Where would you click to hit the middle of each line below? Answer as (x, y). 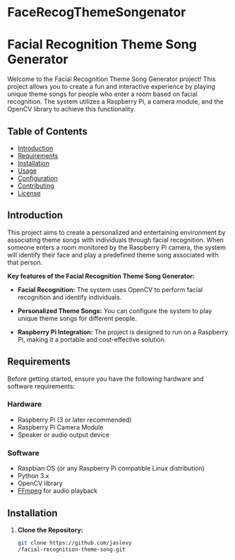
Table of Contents (48, 131)
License (29, 193)
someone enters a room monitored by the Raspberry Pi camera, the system (116, 247)
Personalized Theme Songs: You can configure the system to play (115, 310)
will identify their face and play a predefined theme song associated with (113, 255)
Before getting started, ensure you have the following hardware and (106, 379)
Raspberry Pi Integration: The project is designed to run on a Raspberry (123, 331)
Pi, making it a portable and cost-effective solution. (92, 339)
